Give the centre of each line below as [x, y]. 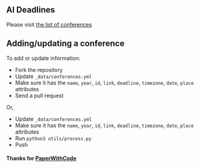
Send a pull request [39, 95]
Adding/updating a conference [66, 44]
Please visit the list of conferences [49, 24]
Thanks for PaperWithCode [41, 158]
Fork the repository [39, 69]
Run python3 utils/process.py [53, 138]
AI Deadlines [31, 10]
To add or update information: [43, 58]
